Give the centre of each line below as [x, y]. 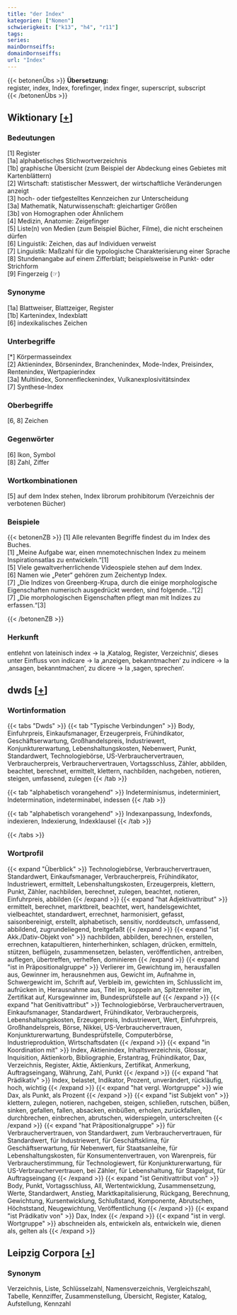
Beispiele [24, 522]
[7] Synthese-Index [35, 387]
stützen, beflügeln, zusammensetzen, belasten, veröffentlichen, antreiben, [116, 952]
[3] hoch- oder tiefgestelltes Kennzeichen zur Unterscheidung [98, 199]
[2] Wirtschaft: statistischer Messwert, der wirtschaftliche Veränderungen [115, 183]
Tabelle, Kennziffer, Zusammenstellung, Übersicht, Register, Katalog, [107, 1297]
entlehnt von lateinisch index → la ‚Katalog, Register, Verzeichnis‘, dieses [113, 653]
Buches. [19, 545]
